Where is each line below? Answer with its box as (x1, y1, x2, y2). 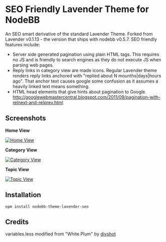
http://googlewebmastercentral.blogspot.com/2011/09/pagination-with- (12, 94, 161, 100)
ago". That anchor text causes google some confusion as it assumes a (12, 78, 158, 84)
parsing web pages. (12, 62, 54, 68)
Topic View (5, 166, 29, 172)
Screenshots (5, 114, 46, 123)
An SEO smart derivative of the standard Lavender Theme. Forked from (5, 31, 153, 37)
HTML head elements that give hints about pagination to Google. (12, 89, 147, 95)
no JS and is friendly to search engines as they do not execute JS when (12, 56, 161, 62)
